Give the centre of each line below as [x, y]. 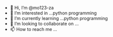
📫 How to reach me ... [33, 29]
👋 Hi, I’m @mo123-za [32, 8]
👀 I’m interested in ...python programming [53, 13]
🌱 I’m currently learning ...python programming [59, 18]
